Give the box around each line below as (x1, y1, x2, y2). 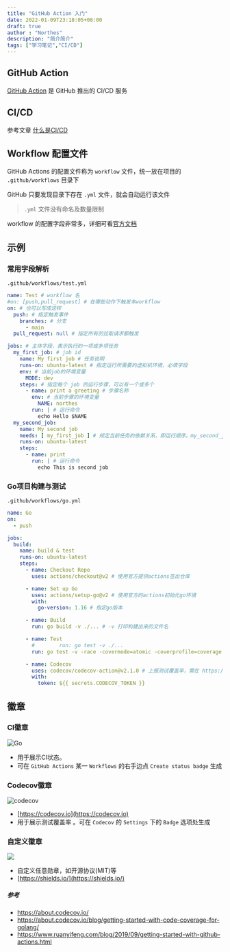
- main (25, 324, 44, 331)
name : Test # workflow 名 (7, 292, 80, 299)
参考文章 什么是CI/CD (7, 126, 68, 134)
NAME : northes (37, 400, 78, 407)
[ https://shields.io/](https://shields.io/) (16, 874, 125, 883)
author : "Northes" (7, 29, 63, 36)
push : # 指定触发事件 (13, 311, 68, 318)
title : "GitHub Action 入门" (7, 10, 88, 17)
